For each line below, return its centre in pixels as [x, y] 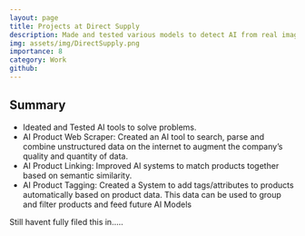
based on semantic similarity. [77, 175]
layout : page [34, 18]
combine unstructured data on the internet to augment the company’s [152, 146]
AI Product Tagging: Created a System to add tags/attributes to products [158, 185]
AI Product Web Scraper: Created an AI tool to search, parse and [143, 136]
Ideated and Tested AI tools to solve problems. [109, 127]
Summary [38, 105]
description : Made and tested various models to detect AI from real [144, 34]
